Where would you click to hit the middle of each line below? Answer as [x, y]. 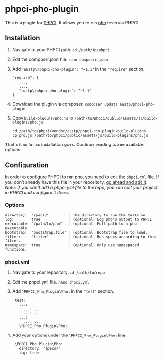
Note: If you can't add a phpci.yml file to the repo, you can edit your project [81, 187]
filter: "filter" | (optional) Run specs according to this [81, 237]
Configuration [27, 165]
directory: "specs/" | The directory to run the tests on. [76, 215]
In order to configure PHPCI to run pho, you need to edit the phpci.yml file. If [82, 177]
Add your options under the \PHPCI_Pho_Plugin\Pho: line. [70, 335]
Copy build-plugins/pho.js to [43, 118]
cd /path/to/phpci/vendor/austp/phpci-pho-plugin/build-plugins [79, 131]
